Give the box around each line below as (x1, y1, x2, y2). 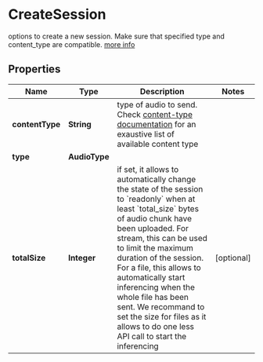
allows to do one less (117, 320, 194, 331)
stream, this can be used (117, 232, 207, 243)
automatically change (117, 174, 196, 185)
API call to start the (117, 331, 187, 342)
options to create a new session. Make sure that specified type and (8, 31, 225, 41)
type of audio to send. (117, 99, 198, 110)
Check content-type (117, 108, 193, 119)
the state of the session (117, 183, 204, 194)
